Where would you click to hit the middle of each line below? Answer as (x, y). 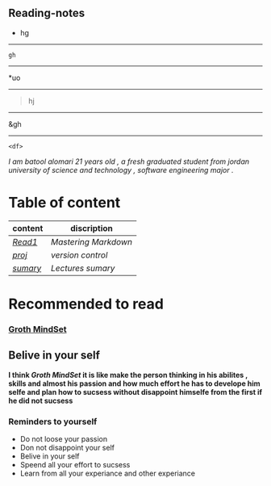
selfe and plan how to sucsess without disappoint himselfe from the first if (135, 392)
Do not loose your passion (63, 438)
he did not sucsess (41, 400)
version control (79, 255)
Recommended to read (86, 304)
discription (92, 228)
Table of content (65, 203)
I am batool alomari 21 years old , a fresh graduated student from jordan (129, 161)
